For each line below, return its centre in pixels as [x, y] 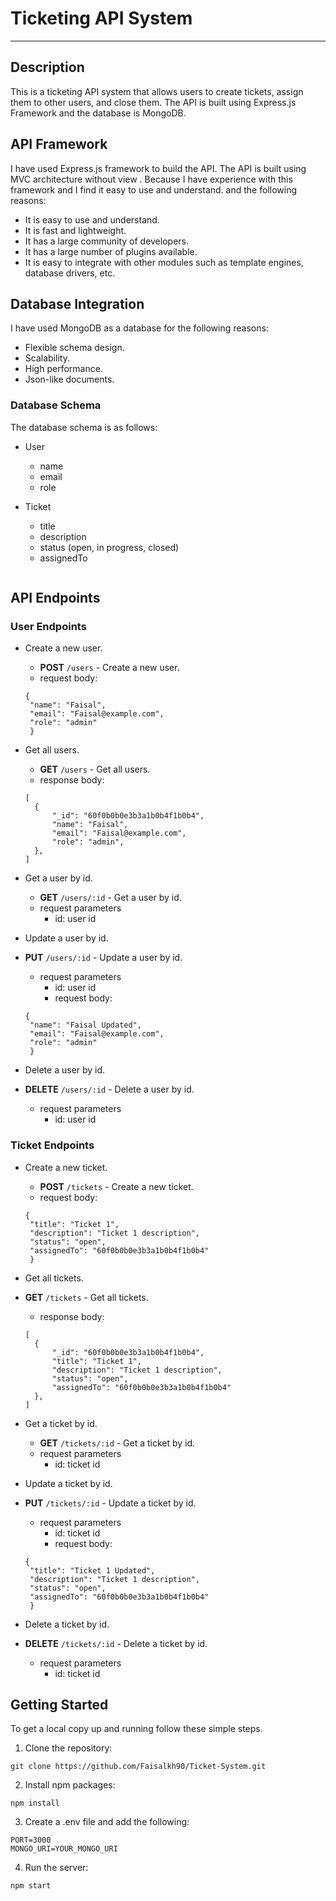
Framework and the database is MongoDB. [98, 113]
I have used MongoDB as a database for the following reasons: [139, 328]
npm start [31, 1886]
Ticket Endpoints [52, 1145]
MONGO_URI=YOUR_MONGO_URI [64, 1849]
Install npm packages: [70, 1785]
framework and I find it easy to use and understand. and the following [154, 189]
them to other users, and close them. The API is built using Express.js [153, 102]
